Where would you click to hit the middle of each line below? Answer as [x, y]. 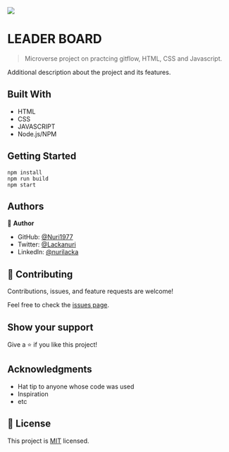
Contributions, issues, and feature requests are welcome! [91, 291]
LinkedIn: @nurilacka [48, 252]
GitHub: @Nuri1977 [45, 237]
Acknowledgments [50, 370]
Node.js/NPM [37, 133]
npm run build [28, 179]
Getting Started [42, 156]
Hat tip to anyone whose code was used [76, 386]
